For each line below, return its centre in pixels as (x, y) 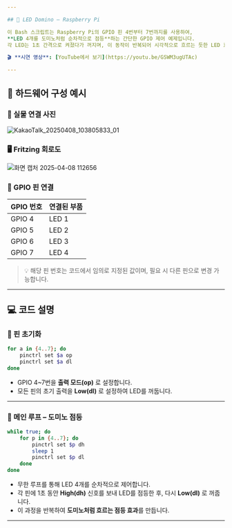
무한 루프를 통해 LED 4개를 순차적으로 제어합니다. (84, 484)
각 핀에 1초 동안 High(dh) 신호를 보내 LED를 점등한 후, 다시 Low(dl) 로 (112, 493)
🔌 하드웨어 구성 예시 (47, 93)
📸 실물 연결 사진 (32, 115)
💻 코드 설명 (31, 309)
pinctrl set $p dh (58, 444)
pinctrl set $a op (46, 355)
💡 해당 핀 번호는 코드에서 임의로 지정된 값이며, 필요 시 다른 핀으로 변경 (118, 271)
